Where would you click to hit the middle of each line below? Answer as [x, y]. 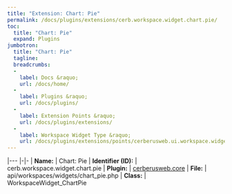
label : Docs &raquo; [49, 77]
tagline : [26, 58]
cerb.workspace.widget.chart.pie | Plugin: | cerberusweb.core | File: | [107, 169]
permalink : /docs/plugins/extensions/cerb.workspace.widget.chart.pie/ [112, 20]
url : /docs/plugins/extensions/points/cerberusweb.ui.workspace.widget [125, 142]
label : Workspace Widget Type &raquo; [75, 135]
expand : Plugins [37, 39]
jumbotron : [23, 45]
